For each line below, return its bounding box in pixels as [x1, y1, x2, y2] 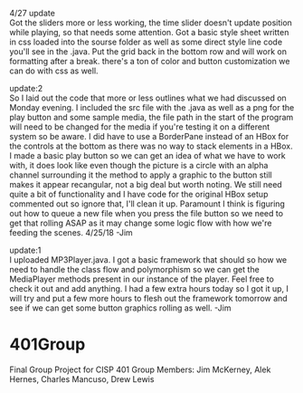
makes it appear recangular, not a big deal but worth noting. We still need [9, 179, 282, 189]
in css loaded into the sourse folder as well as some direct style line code [9, 36, 283, 47]
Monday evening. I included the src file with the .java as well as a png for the [9, 102, 295, 112]
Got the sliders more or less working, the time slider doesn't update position [9, 17, 292, 28]
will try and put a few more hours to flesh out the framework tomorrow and [9, 293, 288, 303]
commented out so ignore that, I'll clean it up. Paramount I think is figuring [9, 198, 285, 209]
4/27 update [9, 8, 56, 18]
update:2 [9, 83, 43, 93]
